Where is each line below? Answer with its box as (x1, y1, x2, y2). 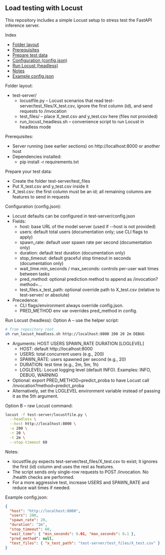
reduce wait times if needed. (12, 485, 71, 491)
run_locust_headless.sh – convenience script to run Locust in (19, 118, 144, 124)
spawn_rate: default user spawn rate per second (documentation (19, 239, 152, 245)
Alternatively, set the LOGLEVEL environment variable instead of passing (12, 388, 161, 394)
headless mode (19, 124, 51, 130)
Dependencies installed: (12, 153, 62, 159)
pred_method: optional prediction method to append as (19, 276, 132, 282)
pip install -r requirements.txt (19, 158, 79, 165)
